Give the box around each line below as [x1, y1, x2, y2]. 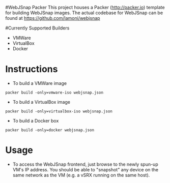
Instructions [5, 64, 58, 75]
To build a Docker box [12, 117, 59, 124]
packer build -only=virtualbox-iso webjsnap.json [5, 109, 113, 114]
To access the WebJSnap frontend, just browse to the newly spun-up [12, 161, 159, 167]
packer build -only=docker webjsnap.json [5, 127, 95, 133]
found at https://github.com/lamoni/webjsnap [5, 15, 100, 21]
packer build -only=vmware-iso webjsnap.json [5, 90, 103, 95]
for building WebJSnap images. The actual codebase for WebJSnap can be [5, 10, 163, 16]
